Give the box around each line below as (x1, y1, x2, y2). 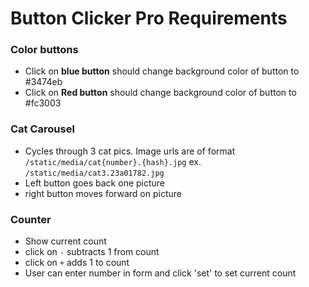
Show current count (24, 235, 107, 247)
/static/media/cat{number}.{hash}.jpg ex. (24, 155, 202, 167)
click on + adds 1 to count (24, 257, 130, 269)
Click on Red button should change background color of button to (24, 87, 297, 99)
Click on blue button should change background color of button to (24, 65, 300, 77)
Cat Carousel (10, 122, 75, 136)
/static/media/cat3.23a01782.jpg (24, 168, 165, 178)
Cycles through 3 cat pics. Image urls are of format (24, 145, 236, 157)
